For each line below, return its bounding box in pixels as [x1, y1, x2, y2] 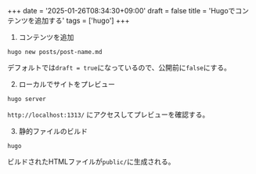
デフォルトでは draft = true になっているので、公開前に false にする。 [7, 63, 232, 72]
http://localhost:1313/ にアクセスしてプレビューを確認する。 [7, 110, 210, 119]
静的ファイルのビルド [18, 127, 88, 136]
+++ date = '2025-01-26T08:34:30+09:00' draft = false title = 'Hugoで [7, 6, 236, 15]
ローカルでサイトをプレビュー [18, 80, 115, 89]
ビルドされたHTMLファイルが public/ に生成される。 [7, 157, 175, 166]
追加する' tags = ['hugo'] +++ [34, 16, 130, 25]
